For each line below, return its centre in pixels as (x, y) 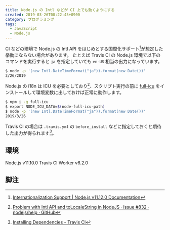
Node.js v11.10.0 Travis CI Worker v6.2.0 (47, 163)
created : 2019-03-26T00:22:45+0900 (43, 15)
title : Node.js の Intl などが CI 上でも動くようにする (60, 10)
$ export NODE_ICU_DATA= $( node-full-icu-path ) (55, 107)
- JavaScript (24, 29)
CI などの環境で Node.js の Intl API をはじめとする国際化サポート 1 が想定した (84, 48)
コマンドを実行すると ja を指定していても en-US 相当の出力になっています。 (84, 61)
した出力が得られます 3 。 (31, 132)
